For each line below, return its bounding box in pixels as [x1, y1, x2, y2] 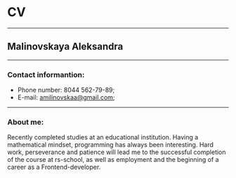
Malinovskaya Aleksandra [7, 41, 124, 53]
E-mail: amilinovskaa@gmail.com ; [17, 93, 115, 102]
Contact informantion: [7, 69, 85, 79]
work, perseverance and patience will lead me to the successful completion [7, 148, 226, 156]
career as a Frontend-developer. [7, 163, 101, 172]
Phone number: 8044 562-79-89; [17, 85, 115, 95]
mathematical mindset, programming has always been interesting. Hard [7, 141, 214, 149]
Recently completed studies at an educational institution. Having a [7, 133, 199, 142]
